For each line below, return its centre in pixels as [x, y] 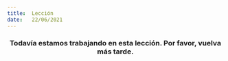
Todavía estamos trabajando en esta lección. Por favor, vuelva [115, 43]
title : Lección [30, 13]
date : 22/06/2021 [35, 20]
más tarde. [115, 52]
